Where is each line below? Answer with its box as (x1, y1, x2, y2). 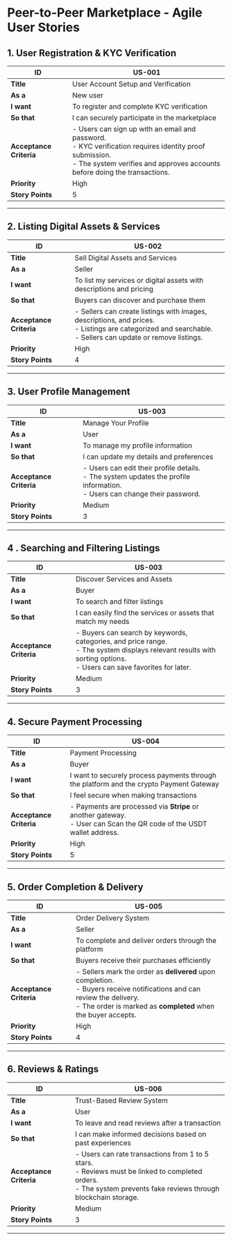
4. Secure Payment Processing (7, 716, 143, 728)
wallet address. (70, 828, 119, 838)
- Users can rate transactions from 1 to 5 (75, 1149, 209, 1159)
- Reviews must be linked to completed (75, 1166, 202, 1176)
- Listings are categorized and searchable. (75, 324, 213, 333)
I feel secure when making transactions (70, 791, 197, 800)
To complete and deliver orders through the (75, 936, 217, 946)
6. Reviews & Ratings (7, 1063, 99, 1075)
